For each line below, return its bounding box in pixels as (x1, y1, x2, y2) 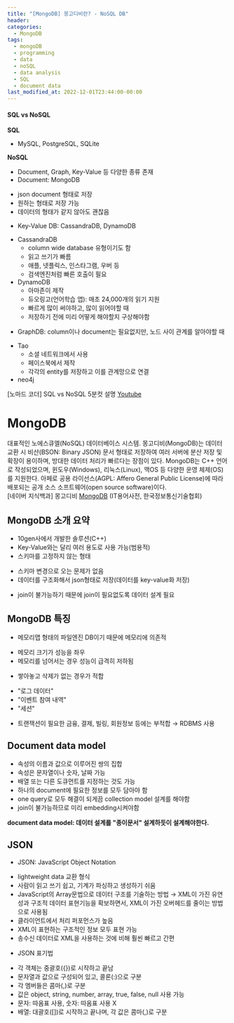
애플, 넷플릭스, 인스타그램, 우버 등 (27, 261, 120, 270)
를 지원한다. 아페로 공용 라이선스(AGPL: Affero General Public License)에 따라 (7, 474, 224, 483)
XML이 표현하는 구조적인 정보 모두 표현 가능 (17, 925, 138, 933)
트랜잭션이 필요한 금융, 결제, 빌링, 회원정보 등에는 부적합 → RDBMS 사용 (17, 719, 215, 727)
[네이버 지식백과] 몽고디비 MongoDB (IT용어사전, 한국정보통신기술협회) (7, 492, 202, 500)
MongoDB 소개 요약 (7, 514, 90, 526)
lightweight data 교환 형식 (17, 872, 90, 880)
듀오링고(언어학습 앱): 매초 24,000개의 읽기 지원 (27, 295, 160, 304)
